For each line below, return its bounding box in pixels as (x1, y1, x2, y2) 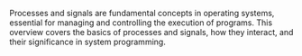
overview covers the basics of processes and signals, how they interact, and (9, 27, 294, 37)
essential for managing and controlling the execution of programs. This (9, 17, 273, 28)
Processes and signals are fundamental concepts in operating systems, (9, 8, 275, 18)
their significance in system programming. (9, 36, 167, 47)
